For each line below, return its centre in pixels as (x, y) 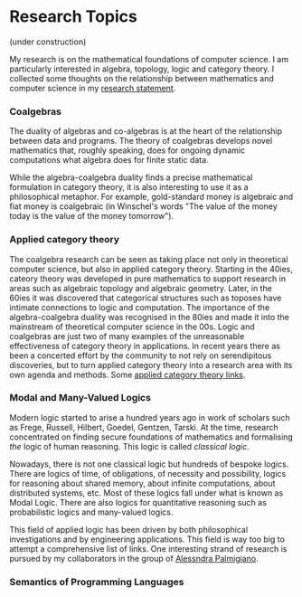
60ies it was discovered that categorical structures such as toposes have (146, 298)
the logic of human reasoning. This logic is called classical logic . (130, 446)
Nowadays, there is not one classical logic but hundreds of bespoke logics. (149, 464)
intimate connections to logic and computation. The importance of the (140, 307)
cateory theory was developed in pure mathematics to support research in (148, 279)
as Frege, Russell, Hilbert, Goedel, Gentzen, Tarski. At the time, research (144, 427)
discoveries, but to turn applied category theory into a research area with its (151, 365)
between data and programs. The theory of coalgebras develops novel (141, 141)
